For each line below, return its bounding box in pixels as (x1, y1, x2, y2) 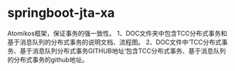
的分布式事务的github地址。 (7, 55, 89, 64)
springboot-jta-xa (7, 5, 115, 21)
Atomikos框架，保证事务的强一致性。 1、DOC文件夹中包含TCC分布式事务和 (7, 29, 227, 37)
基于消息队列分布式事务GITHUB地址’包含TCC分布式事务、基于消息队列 (19, 46, 226, 55)
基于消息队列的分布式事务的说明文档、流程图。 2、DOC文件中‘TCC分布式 (7, 37, 222, 46)
